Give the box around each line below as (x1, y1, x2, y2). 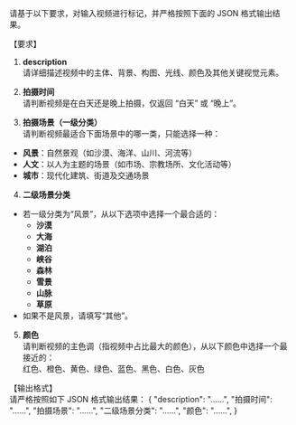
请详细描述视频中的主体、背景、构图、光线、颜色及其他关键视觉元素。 (22, 67, 284, 78)
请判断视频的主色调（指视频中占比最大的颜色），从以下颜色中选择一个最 (22, 341, 288, 351)
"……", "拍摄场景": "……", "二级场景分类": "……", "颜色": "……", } (9, 405, 238, 416)
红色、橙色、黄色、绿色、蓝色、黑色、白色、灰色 (22, 364, 205, 373)
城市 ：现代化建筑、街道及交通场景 (22, 170, 150, 181)
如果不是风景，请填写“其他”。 (22, 310, 134, 321)
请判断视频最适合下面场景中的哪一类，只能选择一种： (22, 128, 221, 138)
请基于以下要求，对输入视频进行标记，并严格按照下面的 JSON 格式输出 (9, 8, 273, 18)
